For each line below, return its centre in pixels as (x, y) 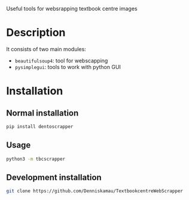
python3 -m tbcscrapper (36, 159)
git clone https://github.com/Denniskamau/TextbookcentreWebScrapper (95, 191)
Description (36, 33)
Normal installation (42, 113)
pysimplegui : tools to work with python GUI (68, 67)
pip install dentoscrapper (40, 126)
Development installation (54, 177)
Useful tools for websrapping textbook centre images (72, 9)
